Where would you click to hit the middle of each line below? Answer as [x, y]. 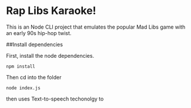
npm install [21, 66]
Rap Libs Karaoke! [51, 11]
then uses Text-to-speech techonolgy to [55, 99]
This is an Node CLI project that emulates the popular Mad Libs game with [96, 27]
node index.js [24, 88]
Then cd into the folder [34, 77]
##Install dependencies [35, 44]
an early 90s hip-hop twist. [39, 33]
